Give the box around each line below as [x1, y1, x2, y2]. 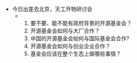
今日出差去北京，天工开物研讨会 [12, 6, 93, 12]
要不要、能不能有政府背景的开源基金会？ [30, 20, 132, 26]
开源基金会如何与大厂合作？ [30, 27, 100, 34]
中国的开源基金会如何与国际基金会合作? [30, 35, 130, 42]
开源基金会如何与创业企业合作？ [30, 42, 111, 50]
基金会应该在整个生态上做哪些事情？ [30, 50, 122, 57]
